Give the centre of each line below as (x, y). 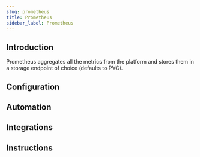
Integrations (29, 127)
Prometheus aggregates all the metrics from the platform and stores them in (100, 62)
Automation (29, 107)
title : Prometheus (29, 17)
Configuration (33, 87)
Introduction (30, 47)
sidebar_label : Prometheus (40, 23)
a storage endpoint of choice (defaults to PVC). (65, 68)
